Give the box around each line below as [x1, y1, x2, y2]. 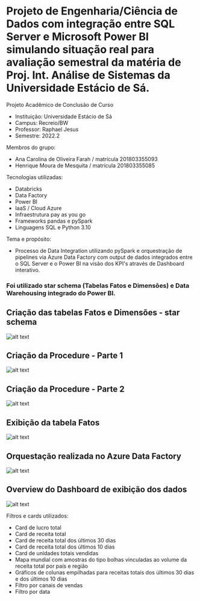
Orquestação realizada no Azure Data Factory [6, 451, 182, 461]
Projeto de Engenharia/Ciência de [6, 4, 178, 18]
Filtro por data [14, 588, 51, 595]
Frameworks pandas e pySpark [14, 217, 93, 224]
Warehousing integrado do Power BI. [6, 288, 116, 297]
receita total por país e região [14, 562, 89, 570]
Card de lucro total [14, 524, 61, 531]
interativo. [14, 266, 40, 273]
